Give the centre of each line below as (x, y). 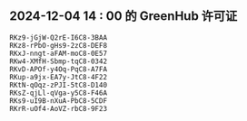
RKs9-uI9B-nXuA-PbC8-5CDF (58, 101)
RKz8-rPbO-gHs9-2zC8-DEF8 (58, 45)
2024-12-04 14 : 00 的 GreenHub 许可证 (123, 16)
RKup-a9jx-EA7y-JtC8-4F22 (58, 77)
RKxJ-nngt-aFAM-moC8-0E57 (58, 53)
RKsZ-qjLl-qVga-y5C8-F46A (58, 93)
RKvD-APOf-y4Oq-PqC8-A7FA (58, 69)
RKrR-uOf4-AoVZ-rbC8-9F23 (58, 108)
